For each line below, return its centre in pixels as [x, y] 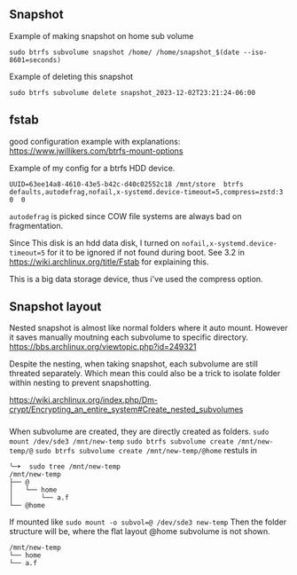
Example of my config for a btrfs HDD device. [92, 168]
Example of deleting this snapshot [71, 76]
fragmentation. [36, 225]
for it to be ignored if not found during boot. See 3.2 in [146, 252]
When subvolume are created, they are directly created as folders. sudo [139, 432]
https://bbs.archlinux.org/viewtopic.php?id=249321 [103, 347]
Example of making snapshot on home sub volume [102, 35]
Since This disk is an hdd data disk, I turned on [94, 242]
